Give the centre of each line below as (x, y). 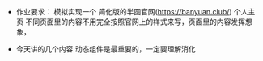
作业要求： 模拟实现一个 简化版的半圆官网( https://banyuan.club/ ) (124, 12)
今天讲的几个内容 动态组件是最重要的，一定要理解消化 (106, 49)
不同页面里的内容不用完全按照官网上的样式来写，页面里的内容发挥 (135, 22)
